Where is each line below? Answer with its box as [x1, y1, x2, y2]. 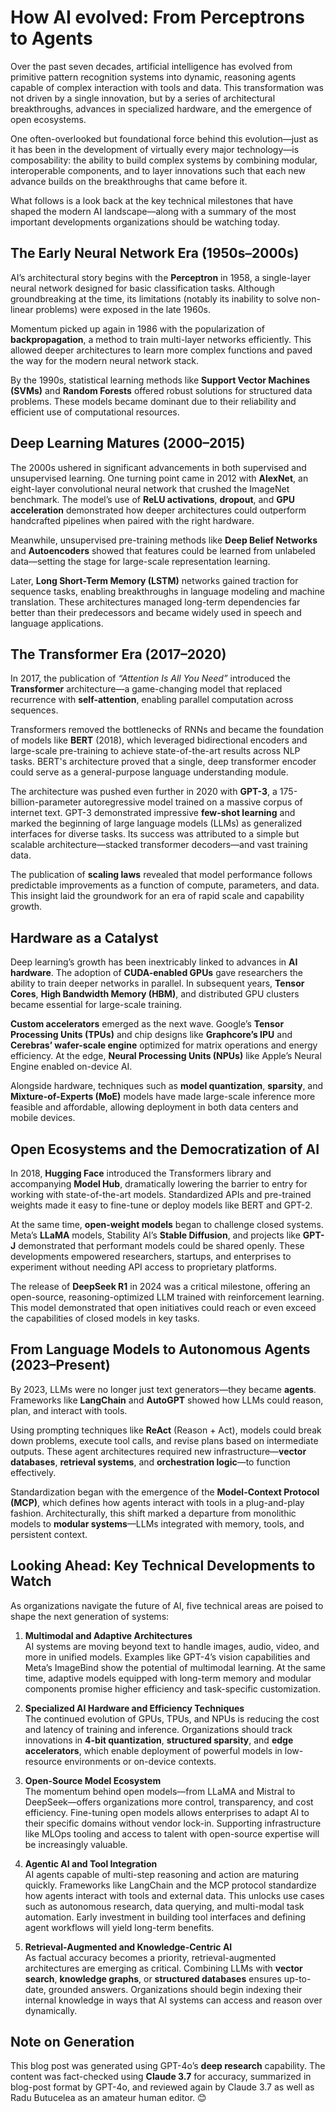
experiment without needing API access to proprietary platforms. [10, 1261, 278, 1273]
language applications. [10, 617, 104, 629]
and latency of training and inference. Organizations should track [24, 1723, 293, 1735]
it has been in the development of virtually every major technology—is [10, 143, 300, 155]
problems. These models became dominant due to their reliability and [10, 395, 297, 407]
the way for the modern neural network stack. [10, 354, 200, 366]
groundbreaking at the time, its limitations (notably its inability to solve [10, 292, 299, 305]
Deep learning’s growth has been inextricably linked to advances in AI [10, 956, 298, 968]
